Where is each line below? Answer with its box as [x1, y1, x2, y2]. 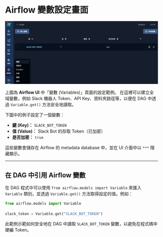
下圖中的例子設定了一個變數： [5, 112, 65, 118]
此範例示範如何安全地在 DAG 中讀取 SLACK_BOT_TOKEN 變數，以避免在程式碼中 [5, 220, 158, 226]
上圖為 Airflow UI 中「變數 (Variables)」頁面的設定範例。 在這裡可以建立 [5, 89, 150, 95]
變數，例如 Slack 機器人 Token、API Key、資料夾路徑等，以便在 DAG [9, 96, 147, 102]
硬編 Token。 [5, 227, 32, 233]
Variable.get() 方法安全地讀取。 [10, 102, 77, 107]
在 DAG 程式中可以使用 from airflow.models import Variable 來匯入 [5, 185, 142, 190]
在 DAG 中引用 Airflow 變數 [5, 171, 86, 179]
